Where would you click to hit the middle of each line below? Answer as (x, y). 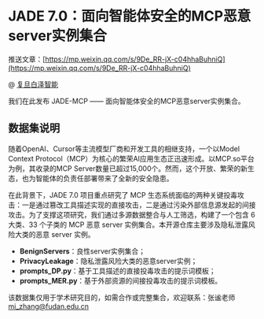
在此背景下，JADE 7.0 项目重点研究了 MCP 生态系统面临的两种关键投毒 (123, 195)
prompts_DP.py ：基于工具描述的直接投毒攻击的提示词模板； (117, 271)
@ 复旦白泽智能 (33, 84)
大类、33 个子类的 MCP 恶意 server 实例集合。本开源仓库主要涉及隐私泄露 (128, 224)
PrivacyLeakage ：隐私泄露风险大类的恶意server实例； (108, 261)
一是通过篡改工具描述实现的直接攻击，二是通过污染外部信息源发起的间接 (139, 205)
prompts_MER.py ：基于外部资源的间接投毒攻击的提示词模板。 (121, 280)
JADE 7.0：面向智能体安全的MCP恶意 (130, 16)
